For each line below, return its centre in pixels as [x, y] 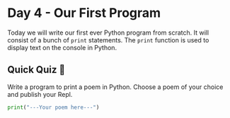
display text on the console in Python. [62, 47]
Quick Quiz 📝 [36, 70]
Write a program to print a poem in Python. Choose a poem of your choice [115, 87]
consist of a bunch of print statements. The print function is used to [108, 40]
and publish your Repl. [40, 94]
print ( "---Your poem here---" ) [53, 107]
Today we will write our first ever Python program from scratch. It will [108, 33]
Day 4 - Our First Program [84, 13]
